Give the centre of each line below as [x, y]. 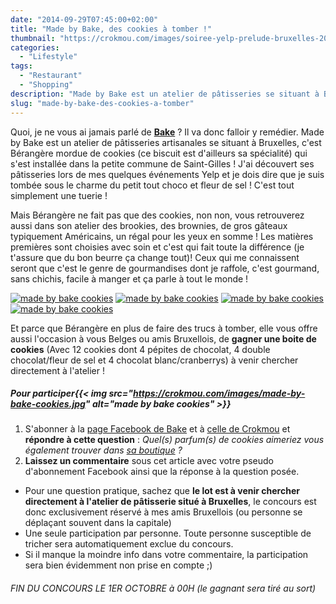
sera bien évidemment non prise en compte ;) [118, 565]
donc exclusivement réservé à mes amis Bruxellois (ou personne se [163, 512]
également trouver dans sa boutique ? [103, 450]
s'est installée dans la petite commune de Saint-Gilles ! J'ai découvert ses [162, 163]
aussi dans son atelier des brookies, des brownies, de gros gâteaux [149, 225]
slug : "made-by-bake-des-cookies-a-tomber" [102, 103]
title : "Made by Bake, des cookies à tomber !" [111, 29]
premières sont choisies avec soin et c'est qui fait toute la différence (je [157, 247]
